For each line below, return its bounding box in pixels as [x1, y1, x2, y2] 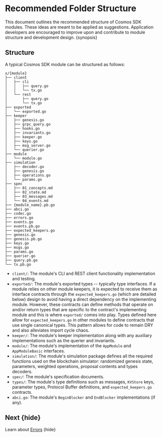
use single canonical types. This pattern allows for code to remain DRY [12, 322, 153, 328]
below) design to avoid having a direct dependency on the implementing [12, 296, 156, 302]
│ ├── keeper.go [5, 134, 42, 139]
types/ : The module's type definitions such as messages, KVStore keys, [12, 379, 155, 385]
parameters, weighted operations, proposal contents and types [12, 363, 138, 369]
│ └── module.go [5, 156, 42, 161]
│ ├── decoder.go [5, 164, 44, 169]
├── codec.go [5, 211, 31, 216]
